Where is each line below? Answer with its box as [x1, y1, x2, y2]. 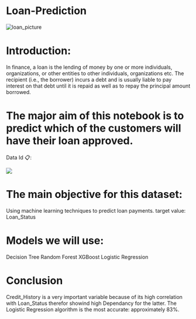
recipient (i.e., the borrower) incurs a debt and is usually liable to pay [6, 76, 172, 83]
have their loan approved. [6, 134, 133, 147]
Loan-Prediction [6, 4, 87, 18]
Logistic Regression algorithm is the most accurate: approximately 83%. [6, 305, 180, 313]
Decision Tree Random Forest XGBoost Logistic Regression [6, 253, 149, 260]
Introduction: [6, 44, 71, 58]
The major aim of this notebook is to [6, 109, 184, 123]
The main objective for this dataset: [6, 188, 183, 201]
